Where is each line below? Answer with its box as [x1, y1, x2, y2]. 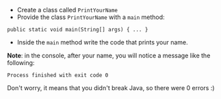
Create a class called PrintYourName [16, 6, 118, 14]
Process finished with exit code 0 [7, 72, 109, 79]
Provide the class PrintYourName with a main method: [16, 13, 166, 21]
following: [7, 59, 35, 67]
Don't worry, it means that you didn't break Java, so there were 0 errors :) [7, 84, 215, 91]
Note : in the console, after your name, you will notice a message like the [7, 51, 211, 59]
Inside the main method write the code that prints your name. [16, 38, 188, 46]
